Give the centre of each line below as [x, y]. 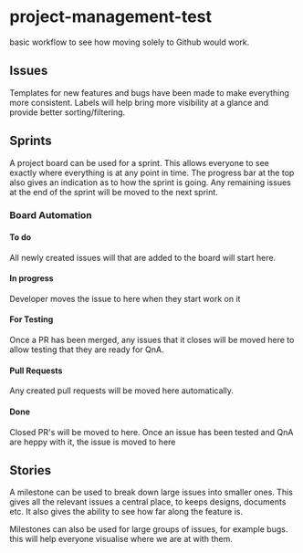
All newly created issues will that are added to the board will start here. [143, 257]
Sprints [31, 141]
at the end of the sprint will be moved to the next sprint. [114, 192]
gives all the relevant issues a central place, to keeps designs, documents [148, 502]
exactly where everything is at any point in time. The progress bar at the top [152, 172]
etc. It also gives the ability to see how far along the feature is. [126, 512]
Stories [31, 470]
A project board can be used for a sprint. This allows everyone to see [139, 162]
